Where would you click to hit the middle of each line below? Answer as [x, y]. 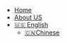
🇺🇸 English [31, 25]
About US [28, 17]
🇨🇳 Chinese [42, 33]
